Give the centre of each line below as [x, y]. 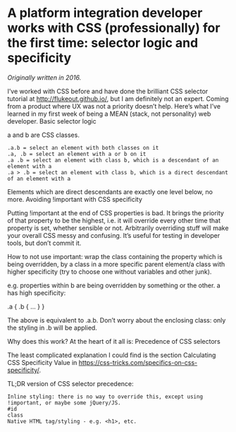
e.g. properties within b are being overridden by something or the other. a [114, 285]
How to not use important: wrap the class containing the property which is [115, 256]
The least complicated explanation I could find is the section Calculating [112, 355]
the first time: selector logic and [103, 43]
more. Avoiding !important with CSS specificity [75, 199]
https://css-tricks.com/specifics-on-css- [138, 362]
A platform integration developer [105, 13]
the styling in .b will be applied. [52, 328]
